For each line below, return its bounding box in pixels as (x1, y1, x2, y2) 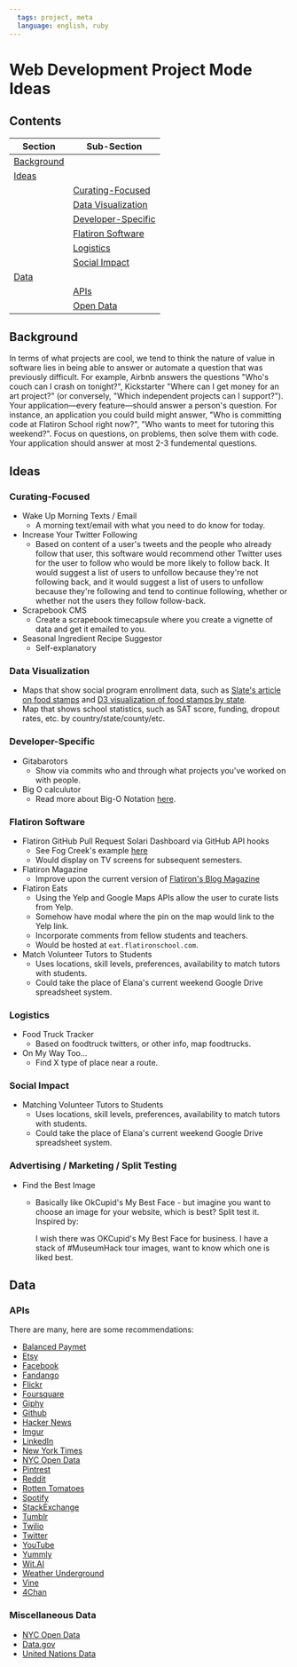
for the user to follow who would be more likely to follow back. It (35, 558, 270, 568)
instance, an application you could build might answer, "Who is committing (9, 409, 282, 420)
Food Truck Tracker (21, 1029, 95, 1040)
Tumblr (21, 1512, 49, 1522)
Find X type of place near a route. (35, 1058, 159, 1068)
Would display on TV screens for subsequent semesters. (35, 854, 243, 865)
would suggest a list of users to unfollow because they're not (35, 568, 259, 577)
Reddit (21, 1473, 46, 1484)
